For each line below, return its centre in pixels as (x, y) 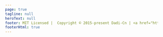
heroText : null (20, 18)
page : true (16, 9)
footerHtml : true (23, 27)
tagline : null (19, 14)
